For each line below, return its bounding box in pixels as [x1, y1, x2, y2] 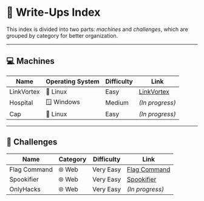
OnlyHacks [9, 185, 41, 193]
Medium [105, 98, 129, 107]
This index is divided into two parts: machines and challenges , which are [6, 26, 188, 33]
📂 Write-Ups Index [6, 5, 101, 19]
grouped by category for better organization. [6, 32, 118, 39]
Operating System [46, 77, 100, 86]
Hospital [9, 98, 33, 107]
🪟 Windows [46, 97, 81, 106]
